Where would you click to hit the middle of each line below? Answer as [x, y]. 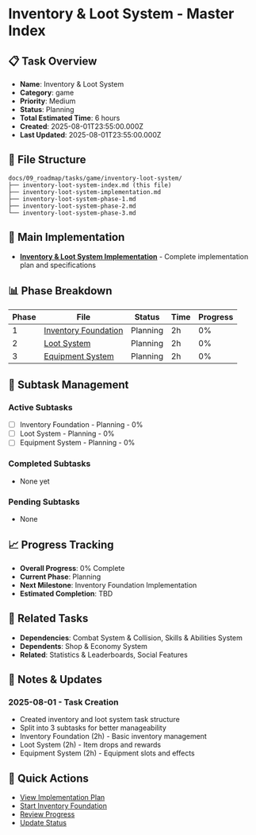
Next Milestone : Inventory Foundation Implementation [108, 584]
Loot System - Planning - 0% [67, 433]
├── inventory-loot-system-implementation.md [84, 192]
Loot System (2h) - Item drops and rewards [90, 745]
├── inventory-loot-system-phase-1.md [72, 199]
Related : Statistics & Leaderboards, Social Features [103, 654]
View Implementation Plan [62, 798]
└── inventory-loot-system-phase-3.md [72, 213]
